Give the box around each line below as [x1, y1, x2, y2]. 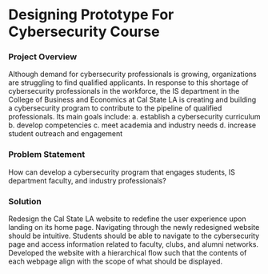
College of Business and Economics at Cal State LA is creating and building [8, 95, 257, 105]
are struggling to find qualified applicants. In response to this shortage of [8, 78, 249, 87]
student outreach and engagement [8, 129, 122, 139]
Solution [8, 195, 42, 207]
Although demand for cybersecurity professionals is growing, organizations [8, 70, 258, 79]
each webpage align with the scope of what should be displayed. [8, 256, 222, 266]
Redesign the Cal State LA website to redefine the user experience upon [8, 214, 246, 224]
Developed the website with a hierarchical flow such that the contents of [8, 248, 247, 258]
